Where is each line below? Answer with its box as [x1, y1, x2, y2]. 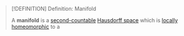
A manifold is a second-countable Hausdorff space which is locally [11, 17, 178, 23]
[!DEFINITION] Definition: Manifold [11, 5, 96, 12]
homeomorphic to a [11, 23, 61, 30]
